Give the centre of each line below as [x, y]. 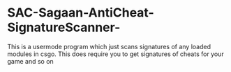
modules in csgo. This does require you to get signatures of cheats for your [116, 54]
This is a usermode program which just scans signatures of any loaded [109, 46]
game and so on [30, 61]
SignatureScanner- [64, 27]
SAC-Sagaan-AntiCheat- [81, 13]
